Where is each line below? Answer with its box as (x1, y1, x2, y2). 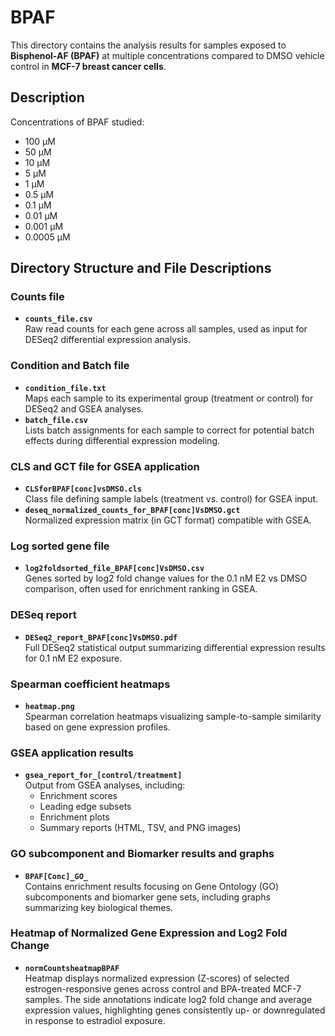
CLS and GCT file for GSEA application (10, 459, 200, 473)
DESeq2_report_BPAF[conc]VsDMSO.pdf (24, 632, 178, 643)
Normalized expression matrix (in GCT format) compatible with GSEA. (24, 514, 312, 526)
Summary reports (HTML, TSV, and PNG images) (39, 822, 242, 834)
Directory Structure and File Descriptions (10, 260, 272, 277)
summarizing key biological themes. (24, 901, 173, 913)
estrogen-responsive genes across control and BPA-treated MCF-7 (24, 982, 302, 995)
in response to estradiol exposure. (24, 1014, 166, 1026)
